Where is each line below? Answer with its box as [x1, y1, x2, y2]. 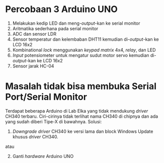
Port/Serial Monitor [5, 92, 87, 103]
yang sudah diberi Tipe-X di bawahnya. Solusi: [5, 118, 102, 124]
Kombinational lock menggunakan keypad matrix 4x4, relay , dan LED [12, 47, 156, 53]
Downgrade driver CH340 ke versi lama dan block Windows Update [12, 128, 153, 134]
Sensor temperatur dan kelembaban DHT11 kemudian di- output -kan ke [12, 36, 159, 42]
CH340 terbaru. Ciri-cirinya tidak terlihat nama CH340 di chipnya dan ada [5, 113, 158, 119]
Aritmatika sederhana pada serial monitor [12, 25, 99, 31]
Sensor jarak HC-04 [12, 63, 54, 69]
